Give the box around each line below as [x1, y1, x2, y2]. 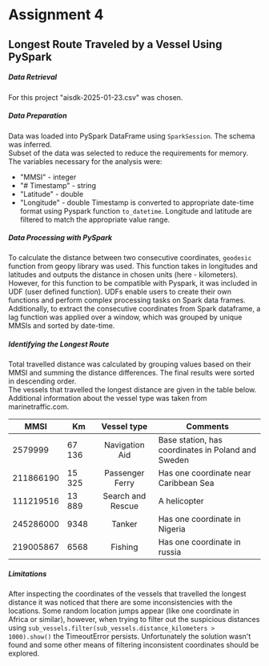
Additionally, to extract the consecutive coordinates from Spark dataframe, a [8, 304, 261, 314]
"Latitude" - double [19, 189, 84, 199]
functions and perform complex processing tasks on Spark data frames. [8, 295, 246, 305]
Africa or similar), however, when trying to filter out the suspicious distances [8, 615, 260, 624]
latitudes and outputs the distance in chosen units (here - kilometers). [8, 270, 239, 279]
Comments [186, 421, 230, 432]
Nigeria [158, 524, 186, 535]
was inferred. [8, 139, 52, 149]
